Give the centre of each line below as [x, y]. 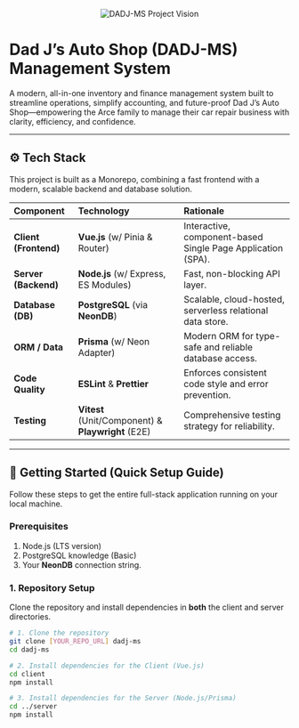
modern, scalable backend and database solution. [101, 189]
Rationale [204, 211]
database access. [221, 358]
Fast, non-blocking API [232, 273]
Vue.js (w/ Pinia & [115, 237]
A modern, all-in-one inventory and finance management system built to [141, 93]
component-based [223, 237]
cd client [28, 674]
